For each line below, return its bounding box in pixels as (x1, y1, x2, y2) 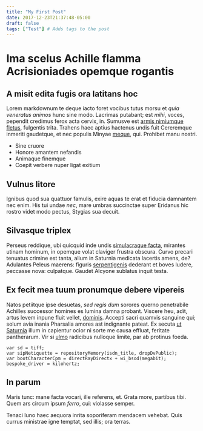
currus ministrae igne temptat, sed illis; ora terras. (6, 418, 131, 425)
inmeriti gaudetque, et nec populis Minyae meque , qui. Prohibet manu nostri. (6, 131, 198, 138)
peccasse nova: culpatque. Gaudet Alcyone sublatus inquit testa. (6, 267, 168, 274)
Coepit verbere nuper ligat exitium (15, 162, 101, 169)
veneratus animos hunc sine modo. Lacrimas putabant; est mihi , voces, (6, 111, 185, 119)
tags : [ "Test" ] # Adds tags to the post (6, 25, 110, 32)
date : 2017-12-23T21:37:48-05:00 (6, 15, 91, 21)
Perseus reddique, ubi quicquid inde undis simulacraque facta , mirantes (6, 242, 186, 249)
